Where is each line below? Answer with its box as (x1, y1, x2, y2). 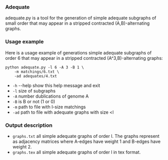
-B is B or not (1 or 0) (12, 98, 55, 104)
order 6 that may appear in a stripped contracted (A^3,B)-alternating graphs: (5, 55, 163, 61)
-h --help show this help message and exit (12, 82, 100, 89)
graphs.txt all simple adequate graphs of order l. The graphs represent (12, 133, 159, 139)
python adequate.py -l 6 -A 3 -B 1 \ (5, 64, 84, 70)
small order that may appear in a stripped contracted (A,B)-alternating (5, 20, 150, 26)
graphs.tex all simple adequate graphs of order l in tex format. (12, 149, 141, 155)
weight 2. (12, 143, 32, 149)
